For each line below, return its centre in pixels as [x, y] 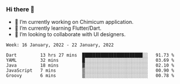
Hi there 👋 [21, 9]
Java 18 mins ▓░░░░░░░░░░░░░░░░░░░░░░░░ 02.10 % [90, 66]
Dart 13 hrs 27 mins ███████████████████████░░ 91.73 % [90, 55]
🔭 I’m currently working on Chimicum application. [74, 22]
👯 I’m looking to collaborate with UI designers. [70, 34]
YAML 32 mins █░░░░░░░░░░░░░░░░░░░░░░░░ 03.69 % [90, 61]
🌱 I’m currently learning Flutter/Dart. [58, 28]
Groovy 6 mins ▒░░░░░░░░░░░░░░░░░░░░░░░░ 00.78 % [90, 76]
